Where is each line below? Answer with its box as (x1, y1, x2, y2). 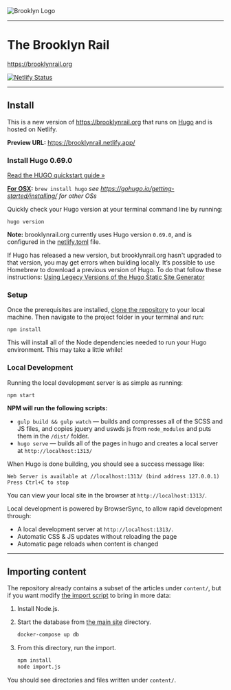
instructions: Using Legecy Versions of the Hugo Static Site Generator (7, 273, 205, 281)
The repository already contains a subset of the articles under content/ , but (7, 584, 221, 592)
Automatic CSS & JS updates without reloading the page (16, 532, 177, 540)
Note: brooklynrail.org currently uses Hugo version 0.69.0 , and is (7, 230, 192, 239)
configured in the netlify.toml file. (7, 238, 101, 246)
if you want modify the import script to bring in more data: (7, 591, 171, 600)
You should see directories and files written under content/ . (7, 676, 177, 685)
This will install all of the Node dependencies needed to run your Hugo (7, 338, 207, 346)
